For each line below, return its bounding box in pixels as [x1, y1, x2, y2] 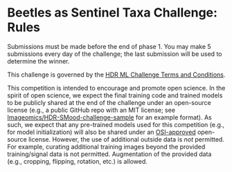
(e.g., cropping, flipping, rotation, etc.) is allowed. [7, 157, 148, 165]
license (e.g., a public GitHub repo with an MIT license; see [7, 106, 175, 114]
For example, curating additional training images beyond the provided [7, 142, 206, 151]
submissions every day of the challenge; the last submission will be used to [7, 50, 222, 58]
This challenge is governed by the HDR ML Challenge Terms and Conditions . [7, 70, 226, 79]
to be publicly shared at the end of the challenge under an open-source [7, 98, 211, 106]
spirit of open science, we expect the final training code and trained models [7, 91, 223, 99]
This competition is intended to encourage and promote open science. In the [7, 84, 226, 92]
